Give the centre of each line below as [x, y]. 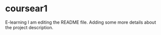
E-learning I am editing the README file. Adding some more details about [81, 22]
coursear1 [26, 9]
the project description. [29, 27]
